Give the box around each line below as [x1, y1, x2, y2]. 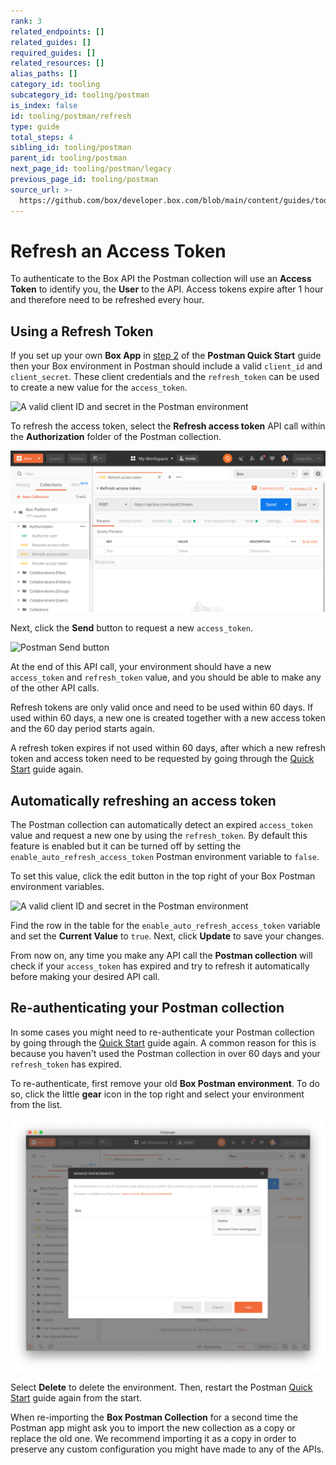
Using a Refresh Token [10, 323, 154, 340]
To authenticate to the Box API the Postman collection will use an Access [10, 273, 312, 285]
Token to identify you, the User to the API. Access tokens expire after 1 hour [10, 283, 324, 295]
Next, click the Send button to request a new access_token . [10, 622, 253, 634]
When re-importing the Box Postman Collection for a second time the [10, 1411, 298, 1424]
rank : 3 [10, 16, 43, 26]
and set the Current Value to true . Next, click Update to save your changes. [10, 930, 325, 942]
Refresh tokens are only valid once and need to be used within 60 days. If [10, 701, 314, 714]
